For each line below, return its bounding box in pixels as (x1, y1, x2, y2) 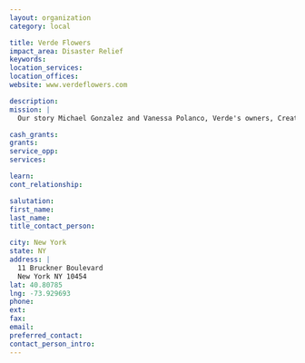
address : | (9, 255, 51, 264)
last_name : (9, 213, 51, 222)
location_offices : (9, 72, 79, 82)
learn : (9, 172, 34, 181)
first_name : (9, 205, 54, 214)
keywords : (9, 55, 47, 64)
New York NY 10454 (17, 271, 88, 281)
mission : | (9, 105, 51, 114)
